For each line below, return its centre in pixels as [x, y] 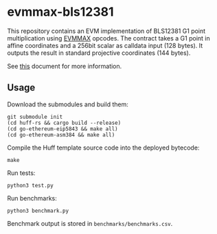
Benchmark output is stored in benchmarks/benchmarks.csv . [90, 223]
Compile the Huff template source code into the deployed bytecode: [103, 148]
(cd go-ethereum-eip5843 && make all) [62, 129]
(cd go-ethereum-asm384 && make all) [61, 134]
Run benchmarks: [32, 198]
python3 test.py [30, 185]
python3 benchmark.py [38, 211]
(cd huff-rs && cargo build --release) [64, 123]
